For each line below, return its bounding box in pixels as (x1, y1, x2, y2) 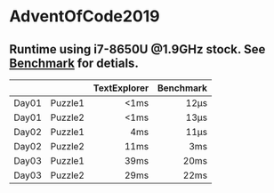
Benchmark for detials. (9, 55, 140, 70)
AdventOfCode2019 (9, 6, 160, 27)
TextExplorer (93, 82, 149, 94)
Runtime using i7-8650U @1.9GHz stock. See (9, 42, 266, 57)
